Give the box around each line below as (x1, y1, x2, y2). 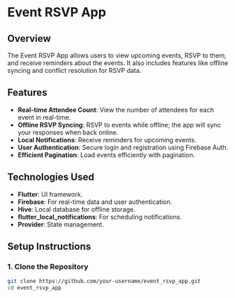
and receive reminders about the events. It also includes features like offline (7, 59, 229, 67)
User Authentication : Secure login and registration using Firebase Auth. (17, 143, 229, 151)
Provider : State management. (17, 220, 104, 229)
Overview (7, 33, 52, 45)
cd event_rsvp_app (7, 285, 62, 292)
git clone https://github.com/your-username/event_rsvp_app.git (7, 277, 201, 285)
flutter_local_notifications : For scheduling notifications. (17, 212, 183, 221)
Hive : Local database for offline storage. (17, 205, 136, 213)
